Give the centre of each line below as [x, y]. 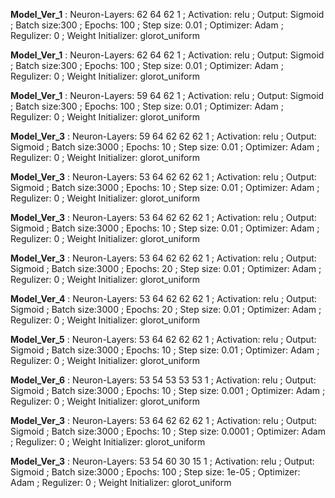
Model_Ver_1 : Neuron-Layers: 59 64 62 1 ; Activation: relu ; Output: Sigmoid [167, 95]
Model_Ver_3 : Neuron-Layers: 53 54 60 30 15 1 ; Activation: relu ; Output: [162, 461]
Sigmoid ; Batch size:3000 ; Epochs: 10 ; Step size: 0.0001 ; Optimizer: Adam [168, 431]
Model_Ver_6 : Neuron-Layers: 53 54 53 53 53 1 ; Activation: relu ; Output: [163, 380]
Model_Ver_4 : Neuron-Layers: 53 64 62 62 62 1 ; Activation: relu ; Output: [164, 298]
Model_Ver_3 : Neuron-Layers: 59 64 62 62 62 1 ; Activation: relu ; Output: [163, 136]
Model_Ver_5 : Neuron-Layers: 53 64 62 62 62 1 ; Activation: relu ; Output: [163, 339]
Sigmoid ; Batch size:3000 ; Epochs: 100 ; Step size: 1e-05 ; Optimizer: [155, 472]
